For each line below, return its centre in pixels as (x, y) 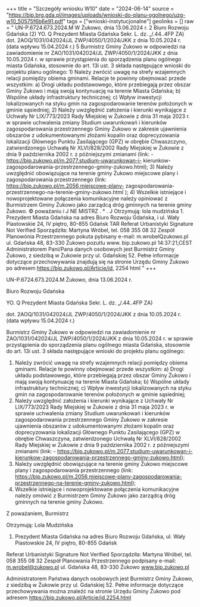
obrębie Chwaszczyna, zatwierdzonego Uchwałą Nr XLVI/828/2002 (98, 438)
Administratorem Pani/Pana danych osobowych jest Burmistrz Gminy (90, 249)
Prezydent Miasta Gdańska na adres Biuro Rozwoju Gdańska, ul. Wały (100, 536)
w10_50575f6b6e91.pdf (35, 21)
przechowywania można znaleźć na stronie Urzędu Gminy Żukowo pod (93, 591)
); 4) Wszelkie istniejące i (155, 192)
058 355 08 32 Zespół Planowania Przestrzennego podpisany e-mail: (91, 561)
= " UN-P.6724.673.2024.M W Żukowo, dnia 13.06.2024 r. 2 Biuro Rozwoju (98, 27)
